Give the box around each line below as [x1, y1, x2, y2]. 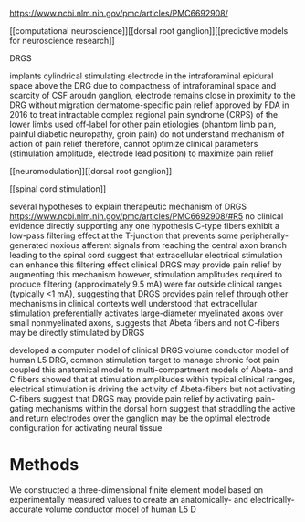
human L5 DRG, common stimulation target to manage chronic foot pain [9, 355, 279, 365]
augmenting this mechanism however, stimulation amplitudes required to [9, 269, 283, 279]
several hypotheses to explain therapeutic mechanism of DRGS [9, 201, 247, 212]
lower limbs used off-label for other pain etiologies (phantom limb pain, [9, 119, 277, 130]
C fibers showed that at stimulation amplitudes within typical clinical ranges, [9, 374, 296, 384]
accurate [9, 504, 43, 515]
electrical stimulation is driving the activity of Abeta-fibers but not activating [9, 383, 296, 394]
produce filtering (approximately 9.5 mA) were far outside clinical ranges [9, 278, 283, 289]
